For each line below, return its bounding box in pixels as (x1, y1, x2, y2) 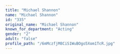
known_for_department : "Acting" (5, 27, 74, 32)
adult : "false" (5, 37, 38, 42)
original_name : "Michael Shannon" (5, 22, 79, 27)
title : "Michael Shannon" (5, 7, 60, 13)
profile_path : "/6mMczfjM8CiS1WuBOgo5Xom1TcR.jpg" (5, 41, 115, 46)
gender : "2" (5, 31, 31, 37)
